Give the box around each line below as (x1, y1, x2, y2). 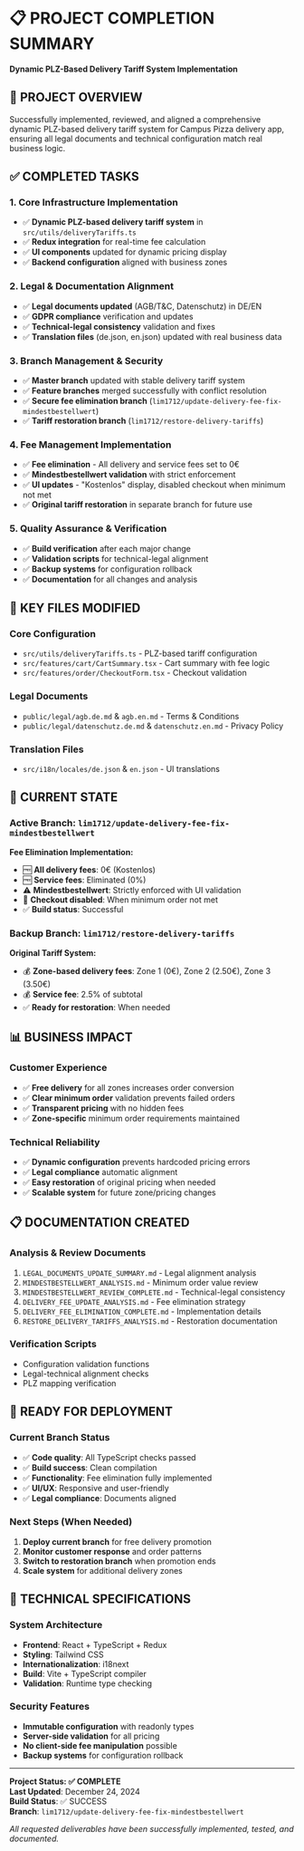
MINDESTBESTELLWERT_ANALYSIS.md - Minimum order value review (22, 1277, 259, 1287)
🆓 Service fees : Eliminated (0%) (22, 874, 147, 885)
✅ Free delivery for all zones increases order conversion (22, 1082, 235, 1093)
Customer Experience (9, 1062, 108, 1075)
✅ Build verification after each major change (22, 543, 192, 554)
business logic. (9, 142, 66, 153)
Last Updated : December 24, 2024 (9, 1786, 140, 1797)
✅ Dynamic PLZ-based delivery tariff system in (22, 217, 204, 227)
